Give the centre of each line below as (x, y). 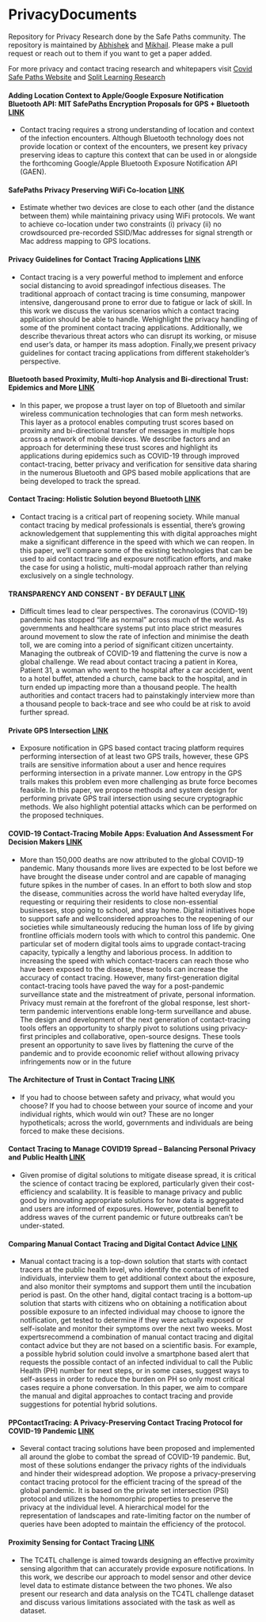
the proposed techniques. (62, 815)
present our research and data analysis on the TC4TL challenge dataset (137, 1593)
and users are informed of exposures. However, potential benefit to (129, 1209)
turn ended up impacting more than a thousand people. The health (128, 687)
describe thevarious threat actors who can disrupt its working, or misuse (138, 336)
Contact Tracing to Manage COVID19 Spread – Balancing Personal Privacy (132, 1149)
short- (240, 1003)
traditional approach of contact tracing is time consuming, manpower (132, 294)
